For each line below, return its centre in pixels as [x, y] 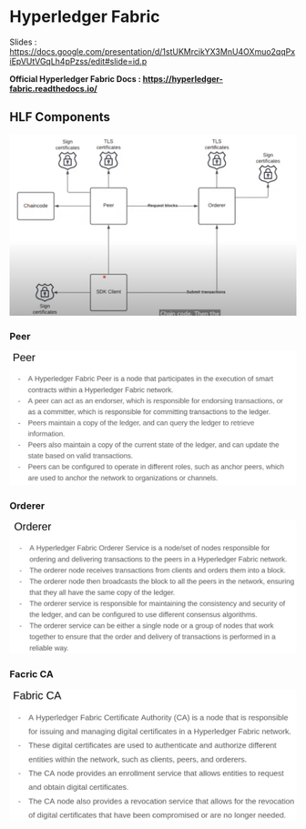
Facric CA [31, 674]
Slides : [23, 42]
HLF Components [60, 117]
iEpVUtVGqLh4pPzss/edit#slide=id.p [78, 61]
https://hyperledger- [183, 78]
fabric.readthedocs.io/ [53, 88]
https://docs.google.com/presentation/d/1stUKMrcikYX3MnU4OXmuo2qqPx [153, 51]
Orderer [27, 505]
